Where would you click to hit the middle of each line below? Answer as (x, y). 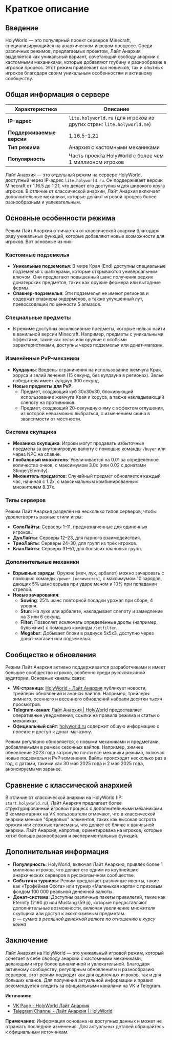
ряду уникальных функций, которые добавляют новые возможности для (85, 236)
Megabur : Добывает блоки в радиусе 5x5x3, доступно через (87, 633)
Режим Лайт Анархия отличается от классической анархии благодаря (82, 230)
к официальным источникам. (37, 1032)
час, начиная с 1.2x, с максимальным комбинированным (75, 481)
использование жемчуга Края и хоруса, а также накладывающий (92, 397)
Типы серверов (26, 500)
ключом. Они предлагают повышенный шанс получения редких (83, 277)
